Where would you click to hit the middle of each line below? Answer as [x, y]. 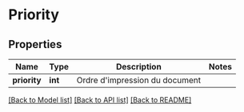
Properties [35, 44]
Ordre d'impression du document [139, 80]
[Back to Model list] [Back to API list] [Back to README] [100, 100]
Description [138, 67]
